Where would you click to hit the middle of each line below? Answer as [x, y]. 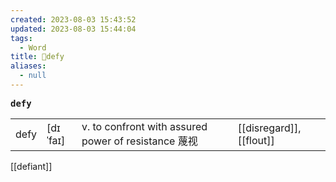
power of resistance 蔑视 [139, 141]
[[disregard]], [269, 128]
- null [33, 76]
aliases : [28, 66]
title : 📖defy [37, 57]
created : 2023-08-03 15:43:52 [73, 19]
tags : [21, 38]
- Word [33, 47]
